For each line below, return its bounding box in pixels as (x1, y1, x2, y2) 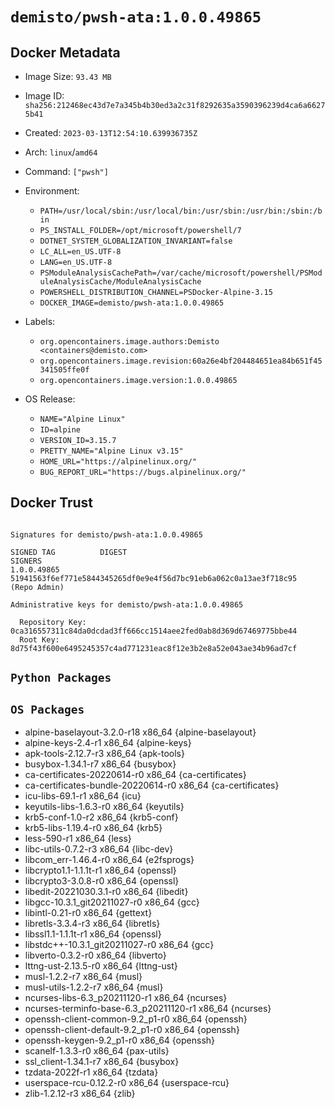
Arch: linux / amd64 (24, 146, 98, 158)
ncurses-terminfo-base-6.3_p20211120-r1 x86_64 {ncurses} (24, 1003, 272, 1015)
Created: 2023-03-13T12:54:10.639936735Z (24, 127, 198, 138)
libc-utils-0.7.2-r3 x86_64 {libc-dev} (24, 843, 174, 855)
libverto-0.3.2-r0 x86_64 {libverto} (24, 949, 167, 962)
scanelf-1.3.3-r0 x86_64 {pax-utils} (24, 1045, 170, 1057)
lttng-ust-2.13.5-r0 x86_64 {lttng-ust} (24, 960, 178, 972)
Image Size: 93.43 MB (24, 71, 112, 82)
